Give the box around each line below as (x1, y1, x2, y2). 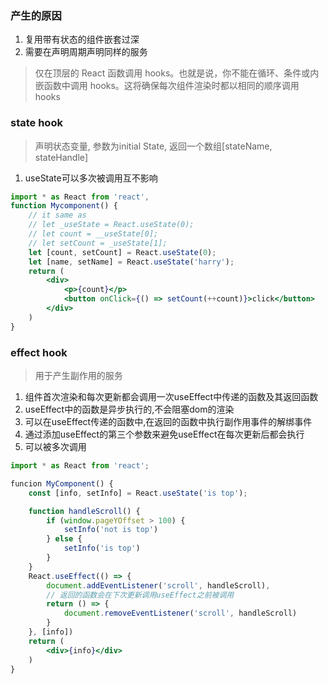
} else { (46, 534, 83, 544)
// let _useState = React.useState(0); (28, 220, 195, 230)
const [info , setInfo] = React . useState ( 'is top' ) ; (28, 488, 248, 498)
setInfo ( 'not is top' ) (63, 525, 159, 535)
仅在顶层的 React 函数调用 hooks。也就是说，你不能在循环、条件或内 (34, 67, 320, 79)
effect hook (10, 345, 68, 359)
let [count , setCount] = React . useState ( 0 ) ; (28, 247, 217, 257)
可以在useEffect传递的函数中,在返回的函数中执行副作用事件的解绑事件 (24, 416, 313, 428)
